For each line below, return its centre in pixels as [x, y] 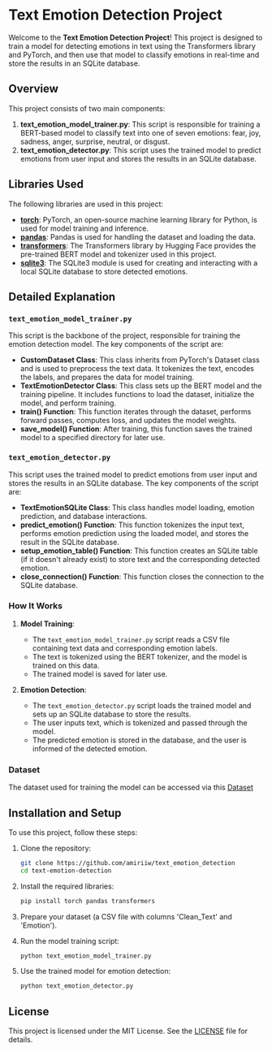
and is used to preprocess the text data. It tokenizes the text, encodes [137, 369]
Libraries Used [46, 184]
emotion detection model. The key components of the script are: [116, 344]
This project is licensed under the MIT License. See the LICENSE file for [128, 1031]
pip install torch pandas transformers [88, 901]
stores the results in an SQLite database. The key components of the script [134, 483]
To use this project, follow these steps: [73, 832]
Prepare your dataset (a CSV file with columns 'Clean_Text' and [126, 916]
